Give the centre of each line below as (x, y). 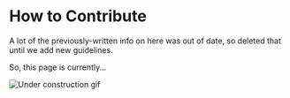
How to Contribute (78, 16)
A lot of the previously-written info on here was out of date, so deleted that (145, 41)
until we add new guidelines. (61, 49)
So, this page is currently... (58, 67)
